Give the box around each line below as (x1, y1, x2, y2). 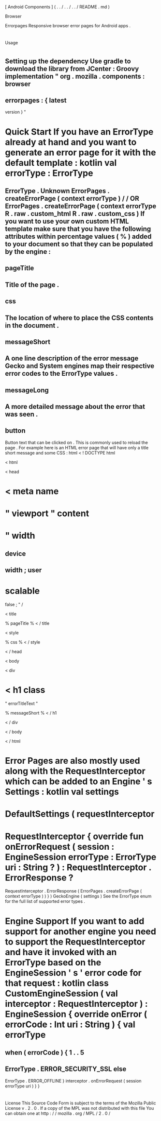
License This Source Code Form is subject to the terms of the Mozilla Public (5, 1100, 156, 1106)
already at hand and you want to (5, 137, 137, 147)
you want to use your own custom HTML (5, 217, 129, 225)
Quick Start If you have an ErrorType (5, 126, 154, 137)
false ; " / (5, 602, 23, 608)
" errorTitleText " (5, 701, 38, 706)
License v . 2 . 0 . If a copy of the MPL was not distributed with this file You (5, 1105, 154, 1111)
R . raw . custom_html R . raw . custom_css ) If (5, 210, 145, 218)
